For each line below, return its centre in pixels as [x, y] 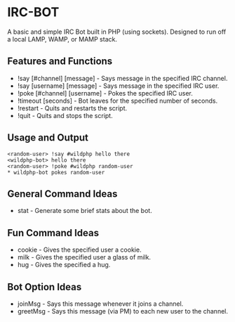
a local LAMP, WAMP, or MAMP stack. [62, 39]
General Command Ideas [62, 194]
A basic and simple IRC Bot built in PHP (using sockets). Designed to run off [117, 32]
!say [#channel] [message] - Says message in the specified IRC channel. [122, 78]
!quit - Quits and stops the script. [65, 115]
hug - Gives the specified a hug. [64, 265]
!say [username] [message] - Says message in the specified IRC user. [118, 86]
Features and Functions [60, 62]
